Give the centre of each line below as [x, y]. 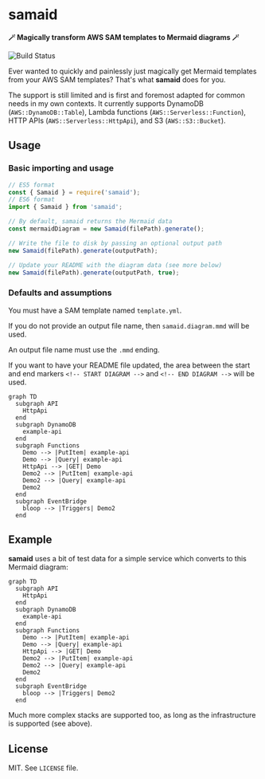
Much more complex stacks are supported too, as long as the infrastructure [132, 715]
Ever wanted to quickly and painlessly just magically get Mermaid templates [132, 71]
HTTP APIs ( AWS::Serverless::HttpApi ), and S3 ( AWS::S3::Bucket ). [117, 120]
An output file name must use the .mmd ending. [84, 349]
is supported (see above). [51, 724]
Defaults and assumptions [60, 293]
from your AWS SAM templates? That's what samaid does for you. [117, 79]
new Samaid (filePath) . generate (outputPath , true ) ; [94, 273]
